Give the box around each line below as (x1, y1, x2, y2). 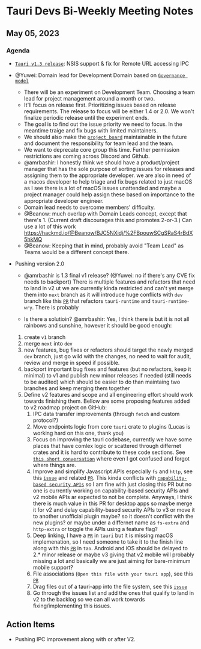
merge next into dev (23, 340, 73, 347)
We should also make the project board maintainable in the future (23, 133, 187, 140)
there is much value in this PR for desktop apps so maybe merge (32, 500, 193, 507)
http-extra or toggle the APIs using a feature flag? (32, 525, 158, 532)
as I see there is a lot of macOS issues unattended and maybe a (23, 184, 182, 191)
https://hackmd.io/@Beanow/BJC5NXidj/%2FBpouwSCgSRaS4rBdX (23, 229, 193, 236)
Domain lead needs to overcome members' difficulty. (23, 203, 155, 211)
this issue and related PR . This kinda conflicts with (32, 474, 157, 481)
